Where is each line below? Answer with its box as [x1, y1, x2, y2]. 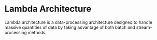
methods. [28, 29, 47, 35]
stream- [136, 24, 152, 30]
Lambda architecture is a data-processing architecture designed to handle [4, 19, 153, 25]
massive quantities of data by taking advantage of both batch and [4, 24, 136, 30]
